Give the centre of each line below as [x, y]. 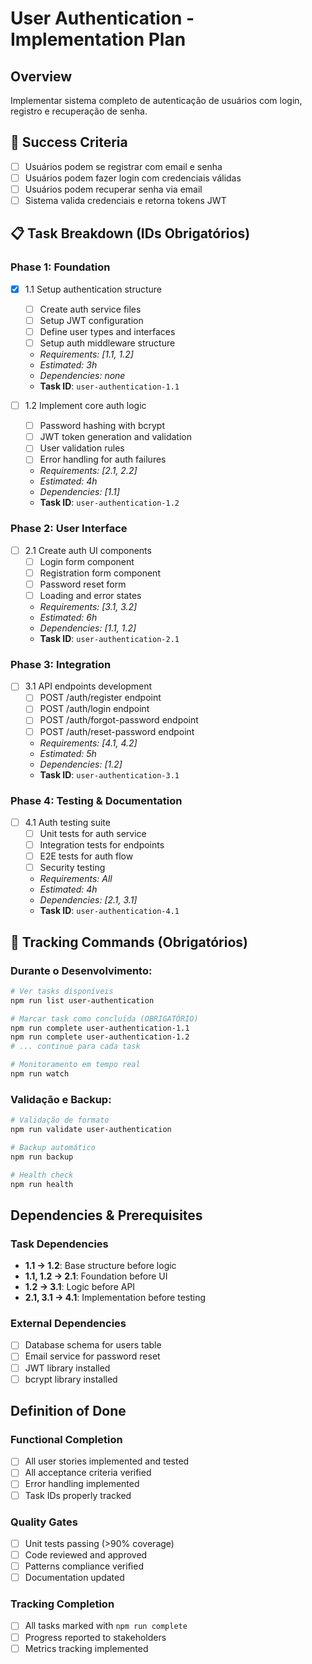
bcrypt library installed [71, 1379]
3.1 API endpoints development [88, 686]
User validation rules [82, 448]
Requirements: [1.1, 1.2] [86, 354]
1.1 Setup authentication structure [93, 289]
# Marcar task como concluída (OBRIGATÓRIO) [104, 1018]
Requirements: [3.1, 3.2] [88, 606]
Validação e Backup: [61, 1099]
